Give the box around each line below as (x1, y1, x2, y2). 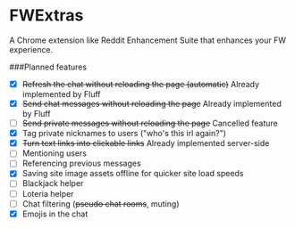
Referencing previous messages (21, 158, 141, 169)
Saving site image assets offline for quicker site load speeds (21, 168, 244, 179)
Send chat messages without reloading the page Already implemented (21, 99, 282, 109)
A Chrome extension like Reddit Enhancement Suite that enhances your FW (9, 35, 286, 45)
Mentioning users (21, 148, 88, 159)
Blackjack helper (21, 178, 84, 189)
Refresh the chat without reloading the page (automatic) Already (21, 78, 260, 89)
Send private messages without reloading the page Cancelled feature (21, 118, 279, 129)
